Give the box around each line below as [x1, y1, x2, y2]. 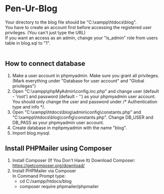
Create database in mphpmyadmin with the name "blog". [12, 125, 127, 131]
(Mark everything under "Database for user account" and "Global [12, 78, 144, 83]
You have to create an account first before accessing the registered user [5, 24, 152, 30]
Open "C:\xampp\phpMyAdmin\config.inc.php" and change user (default [12, 88, 160, 94]
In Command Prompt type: [12, 173, 66, 179]
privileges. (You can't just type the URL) [5, 29, 86, 35]
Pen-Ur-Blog [5, 3, 58, 14]
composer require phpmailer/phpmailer [19, 183, 99, 189]
